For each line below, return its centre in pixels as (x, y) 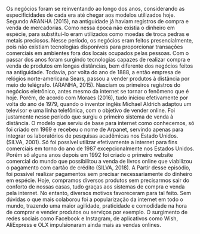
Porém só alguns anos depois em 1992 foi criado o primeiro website (90, 155)
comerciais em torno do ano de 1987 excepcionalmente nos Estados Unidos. (100, 148)
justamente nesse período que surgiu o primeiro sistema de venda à (90, 117)
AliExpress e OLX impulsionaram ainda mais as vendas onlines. (84, 225)
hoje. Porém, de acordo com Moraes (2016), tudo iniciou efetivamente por (97, 98)
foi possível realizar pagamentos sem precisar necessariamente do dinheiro (99, 174)
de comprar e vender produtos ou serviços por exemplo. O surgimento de (97, 212)
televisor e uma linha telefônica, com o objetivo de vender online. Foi (90, 110)
